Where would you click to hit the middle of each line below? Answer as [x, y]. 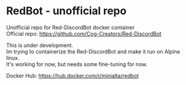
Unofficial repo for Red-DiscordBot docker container [71, 27]
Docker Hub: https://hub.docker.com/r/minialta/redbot [72, 75]
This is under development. [40, 45]
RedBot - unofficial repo [66, 11]
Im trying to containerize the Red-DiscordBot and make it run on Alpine [93, 51]
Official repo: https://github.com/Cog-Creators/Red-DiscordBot [84, 33]
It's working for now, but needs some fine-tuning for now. [77, 64]
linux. [13, 58]
